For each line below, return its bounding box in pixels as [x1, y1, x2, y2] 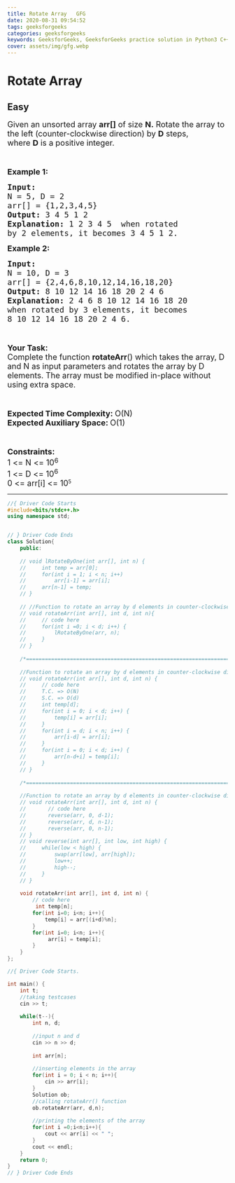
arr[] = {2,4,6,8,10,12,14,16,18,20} [7, 278, 173, 287]
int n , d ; [32, 1020, 61, 1027]
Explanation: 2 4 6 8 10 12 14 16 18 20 [7, 296, 187, 306]
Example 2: [7, 243, 50, 253]
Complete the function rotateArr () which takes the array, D [7, 352, 225, 362]
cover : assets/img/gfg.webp [7, 43, 90, 50]
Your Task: [7, 343, 48, 353]
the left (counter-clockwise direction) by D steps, [7, 129, 189, 139]
